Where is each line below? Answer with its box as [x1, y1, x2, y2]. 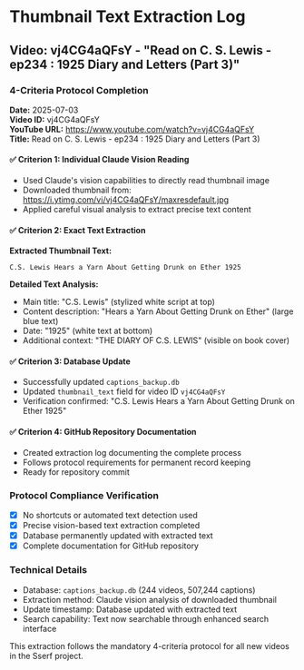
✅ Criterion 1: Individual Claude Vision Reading [9, 154, 190, 165]
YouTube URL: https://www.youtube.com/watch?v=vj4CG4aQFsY [9, 123, 255, 134]
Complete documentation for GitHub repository [22, 540, 200, 551]
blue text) [22, 316, 59, 327]
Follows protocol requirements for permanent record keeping [22, 457, 251, 468]
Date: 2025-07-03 [9, 104, 79, 115]
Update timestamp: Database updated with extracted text [22, 604, 238, 615]
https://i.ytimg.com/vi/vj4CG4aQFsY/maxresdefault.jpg [22, 194, 230, 205]
